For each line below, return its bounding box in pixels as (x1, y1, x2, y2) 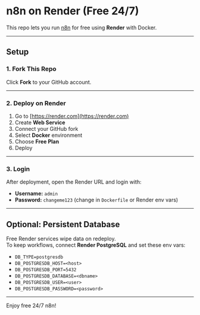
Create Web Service (14, 118, 65, 126)
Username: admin (14, 190, 58, 197)
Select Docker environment (14, 131, 83, 139)
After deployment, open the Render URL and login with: (6, 178, 142, 186)
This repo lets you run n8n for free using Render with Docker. (6, 24, 157, 31)
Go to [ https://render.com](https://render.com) (14, 112, 129, 120)
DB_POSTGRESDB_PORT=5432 (14, 267, 77, 273)
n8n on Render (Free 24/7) (6, 4, 139, 18)
